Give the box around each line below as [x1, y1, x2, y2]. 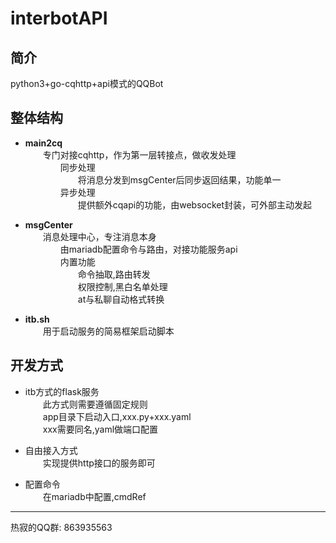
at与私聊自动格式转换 [77, 293, 165, 305]
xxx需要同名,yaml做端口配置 [42, 423, 159, 435]
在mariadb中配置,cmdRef [42, 490, 147, 502]
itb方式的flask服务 [24, 385, 100, 397]
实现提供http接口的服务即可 [42, 457, 156, 469]
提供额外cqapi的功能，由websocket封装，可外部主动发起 [77, 198, 313, 211]
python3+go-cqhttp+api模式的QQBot [10, 78, 164, 89]
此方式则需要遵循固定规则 [42, 398, 148, 410]
